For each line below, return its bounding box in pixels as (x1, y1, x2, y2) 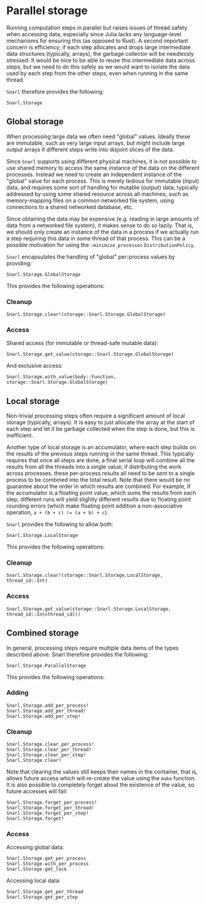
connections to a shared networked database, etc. (6, 203, 134, 210)
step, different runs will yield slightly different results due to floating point (6, 496, 191, 503)
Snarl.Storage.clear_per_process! (6, 741, 95, 748)
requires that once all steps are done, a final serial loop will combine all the (6, 457, 195, 464)
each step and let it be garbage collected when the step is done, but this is (6, 425, 195, 433)
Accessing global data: (6, 843, 64, 851)
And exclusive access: (6, 362, 63, 370)
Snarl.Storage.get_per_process (6, 856, 86, 862)
